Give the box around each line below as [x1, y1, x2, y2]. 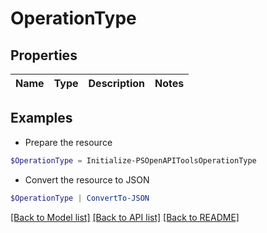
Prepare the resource [24, 136, 113, 148]
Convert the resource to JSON [24, 173, 150, 186]
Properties [10, 47, 78, 64]
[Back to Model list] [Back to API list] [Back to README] [10, 211, 240, 223]
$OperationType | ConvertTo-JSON [10, 193, 150, 203]
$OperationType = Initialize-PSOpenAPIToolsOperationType [10, 155, 257, 166]
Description [88, 77, 145, 90]
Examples [10, 110, 73, 127]
